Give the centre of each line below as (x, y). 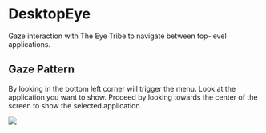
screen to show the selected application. (75, 105)
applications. (29, 44)
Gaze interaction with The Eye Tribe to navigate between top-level (117, 36)
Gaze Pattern (41, 70)
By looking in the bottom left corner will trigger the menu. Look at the (122, 88)
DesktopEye (49, 14)
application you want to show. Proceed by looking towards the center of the (133, 97)
